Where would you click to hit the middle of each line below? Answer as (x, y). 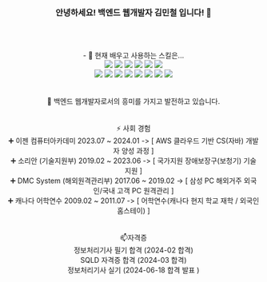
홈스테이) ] (133, 211)
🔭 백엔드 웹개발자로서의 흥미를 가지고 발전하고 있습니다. (133, 101)
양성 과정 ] (138, 151)
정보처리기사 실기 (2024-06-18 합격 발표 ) (133, 270)
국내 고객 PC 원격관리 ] (138, 191)
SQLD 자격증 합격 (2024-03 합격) (133, 260)
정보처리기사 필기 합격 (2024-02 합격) (133, 250)
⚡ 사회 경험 (133, 129)
